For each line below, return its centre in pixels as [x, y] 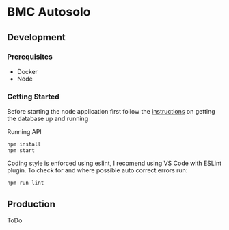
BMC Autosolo [49, 12]
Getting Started [33, 97]
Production [31, 204]
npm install [24, 144]
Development [37, 37]
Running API [25, 132]
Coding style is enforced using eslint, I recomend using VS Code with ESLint [114, 163]
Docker [27, 71]
